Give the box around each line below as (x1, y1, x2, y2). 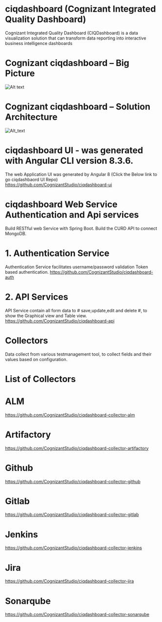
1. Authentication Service (5, 248, 110, 258)
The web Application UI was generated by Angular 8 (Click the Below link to (5, 171, 158, 177)
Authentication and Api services (5, 209, 139, 220)
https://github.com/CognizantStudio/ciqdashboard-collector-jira (5, 578, 134, 584)
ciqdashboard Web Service (5, 199, 118, 210)
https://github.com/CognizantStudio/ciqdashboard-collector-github (5, 478, 141, 484)
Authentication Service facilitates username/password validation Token (5, 264, 148, 270)
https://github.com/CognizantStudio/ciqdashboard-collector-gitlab (5, 512, 139, 517)
